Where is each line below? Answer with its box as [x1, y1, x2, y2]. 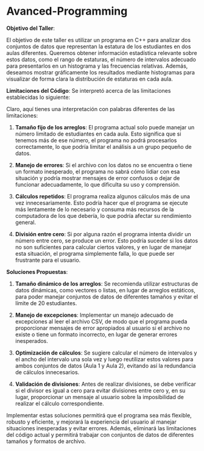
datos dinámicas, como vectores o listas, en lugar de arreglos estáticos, [15, 286, 196, 294]
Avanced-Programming [6, 4, 128, 18]
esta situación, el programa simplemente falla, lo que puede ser [15, 250, 175, 257]
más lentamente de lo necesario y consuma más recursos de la [15, 206, 174, 213]
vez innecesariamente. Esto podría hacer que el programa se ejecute [15, 199, 188, 206]
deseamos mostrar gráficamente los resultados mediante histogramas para [6, 68, 195, 76]
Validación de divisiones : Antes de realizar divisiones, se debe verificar [15, 380, 196, 388]
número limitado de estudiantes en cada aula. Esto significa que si [15, 130, 181, 137]
